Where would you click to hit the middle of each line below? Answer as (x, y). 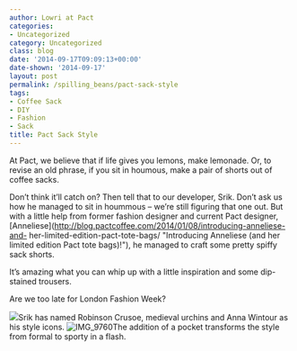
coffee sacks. (35, 179)
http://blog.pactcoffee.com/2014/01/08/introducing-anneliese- (170, 225)
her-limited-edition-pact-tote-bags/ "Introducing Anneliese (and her (155, 235)
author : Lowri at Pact (52, 18)
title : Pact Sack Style (54, 135)
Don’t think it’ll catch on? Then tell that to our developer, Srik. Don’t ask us (146, 197)
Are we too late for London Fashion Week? (87, 299)
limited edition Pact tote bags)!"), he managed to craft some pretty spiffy (144, 245)
